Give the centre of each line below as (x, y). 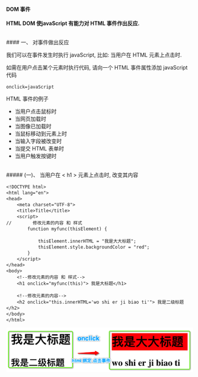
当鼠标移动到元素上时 (41, 134)
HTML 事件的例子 (27, 99)
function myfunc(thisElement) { (68, 229)
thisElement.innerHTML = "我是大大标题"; (87, 241)
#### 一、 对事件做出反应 (38, 42)
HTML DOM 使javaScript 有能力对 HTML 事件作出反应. (73, 23)
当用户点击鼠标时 (36, 111)
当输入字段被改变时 (38, 141)
